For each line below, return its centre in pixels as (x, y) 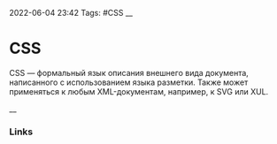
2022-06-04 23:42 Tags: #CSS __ (71, 13)
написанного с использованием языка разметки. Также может (129, 82)
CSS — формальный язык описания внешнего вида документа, (129, 72)
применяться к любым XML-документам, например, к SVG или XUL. (139, 91)
